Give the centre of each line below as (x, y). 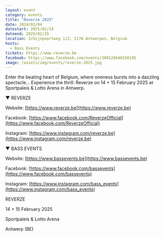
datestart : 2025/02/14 (29, 29)
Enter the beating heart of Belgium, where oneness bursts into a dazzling (83, 77)
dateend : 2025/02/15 (27, 34)
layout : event (20, 10)
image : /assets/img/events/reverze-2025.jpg (54, 63)
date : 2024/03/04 (24, 24)
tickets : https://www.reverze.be (41, 53)
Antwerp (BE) (19, 229)
